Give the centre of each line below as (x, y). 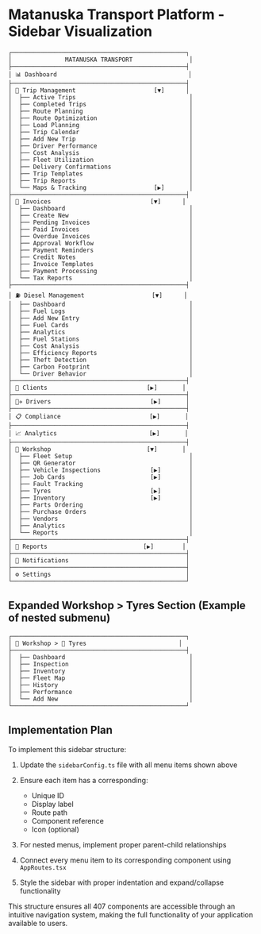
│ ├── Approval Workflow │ (101, 243)
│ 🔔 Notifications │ (99, 560)
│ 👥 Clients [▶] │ (97, 388)
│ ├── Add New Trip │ (101, 139)
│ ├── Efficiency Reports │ (101, 353)
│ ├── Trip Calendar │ (101, 132)
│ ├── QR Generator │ (101, 463)
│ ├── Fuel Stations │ (101, 339)
